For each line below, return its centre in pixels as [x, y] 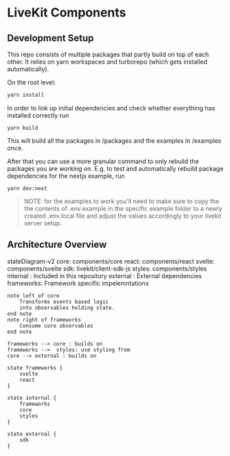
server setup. [43, 223]
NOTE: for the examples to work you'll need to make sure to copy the [122, 201]
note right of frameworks [44, 320]
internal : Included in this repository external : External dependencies [105, 275]
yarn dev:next [27, 188]
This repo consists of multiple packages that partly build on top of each [108, 54]
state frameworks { [35, 368]
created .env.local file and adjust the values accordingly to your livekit [123, 216]
